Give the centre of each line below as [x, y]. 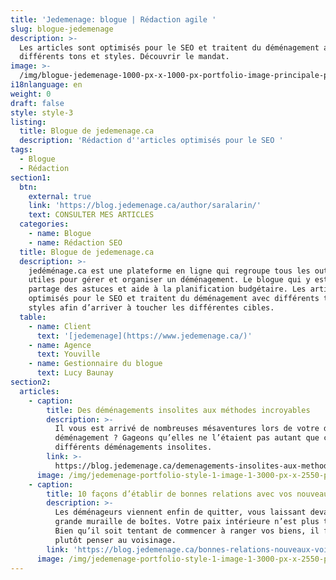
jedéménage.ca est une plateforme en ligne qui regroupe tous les [169, 271]
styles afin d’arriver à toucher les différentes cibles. [151, 308]
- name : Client [60, 326]
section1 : [31, 177]
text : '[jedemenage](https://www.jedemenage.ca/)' [144, 336]
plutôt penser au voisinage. [115, 540]
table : [33, 317]
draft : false [37, 103]
